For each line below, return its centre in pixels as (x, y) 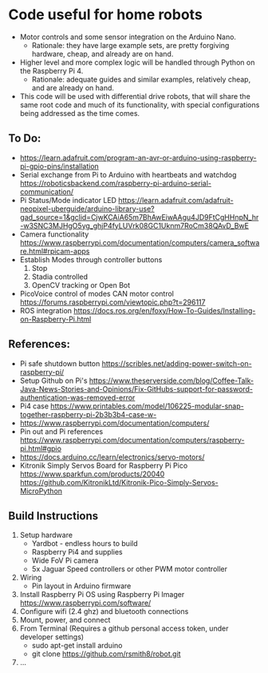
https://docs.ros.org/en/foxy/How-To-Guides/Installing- (165, 310)
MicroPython (41, 491)
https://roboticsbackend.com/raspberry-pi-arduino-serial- (116, 183)
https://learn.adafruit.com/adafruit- (176, 200)
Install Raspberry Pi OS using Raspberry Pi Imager (102, 595)
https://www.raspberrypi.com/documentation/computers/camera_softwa (140, 242)
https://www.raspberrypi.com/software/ (85, 603)
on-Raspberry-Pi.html (55, 319)
